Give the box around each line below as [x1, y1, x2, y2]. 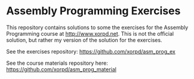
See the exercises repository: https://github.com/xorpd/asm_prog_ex [6, 48, 176, 55]
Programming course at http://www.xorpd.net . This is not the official [6, 30, 174, 37]
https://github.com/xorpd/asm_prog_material [6, 65, 116, 72]
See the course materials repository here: [6, 59, 109, 67]
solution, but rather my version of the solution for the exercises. [6, 36, 162, 43]
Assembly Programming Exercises [6, 4, 181, 18]
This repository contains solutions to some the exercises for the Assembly [6, 24, 189, 31]
